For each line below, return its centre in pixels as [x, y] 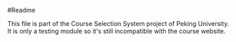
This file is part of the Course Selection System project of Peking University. [118, 23]
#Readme [21, 10]
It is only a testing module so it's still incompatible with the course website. [117, 31]
